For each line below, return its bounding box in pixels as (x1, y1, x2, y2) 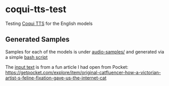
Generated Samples (5, 35, 70, 44)
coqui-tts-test (5, 4, 66, 15)
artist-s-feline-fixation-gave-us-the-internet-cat (5, 75, 107, 81)
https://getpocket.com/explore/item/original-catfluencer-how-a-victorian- (5, 69, 161, 75)
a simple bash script (5, 54, 48, 60)
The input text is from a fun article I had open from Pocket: (5, 64, 129, 70)
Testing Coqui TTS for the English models (5, 20, 93, 26)
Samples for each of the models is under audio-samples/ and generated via (5, 48, 164, 54)
